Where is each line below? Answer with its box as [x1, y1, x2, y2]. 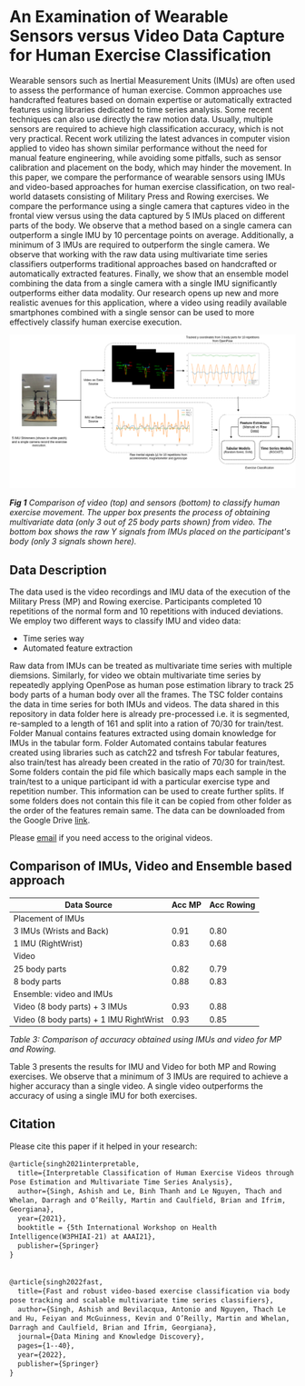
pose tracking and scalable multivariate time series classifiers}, [9, 1295, 274, 1305]
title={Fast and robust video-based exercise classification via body [17, 1286, 290, 1296]
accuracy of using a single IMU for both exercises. [9, 1091, 198, 1102]
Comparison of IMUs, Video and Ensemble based [9, 859, 292, 874]
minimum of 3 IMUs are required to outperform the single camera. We [9, 239, 271, 250]
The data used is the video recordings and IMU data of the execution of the [9, 586, 290, 597]
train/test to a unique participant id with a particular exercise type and [9, 775, 271, 787]
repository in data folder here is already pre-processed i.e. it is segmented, [9, 708, 290, 719]
